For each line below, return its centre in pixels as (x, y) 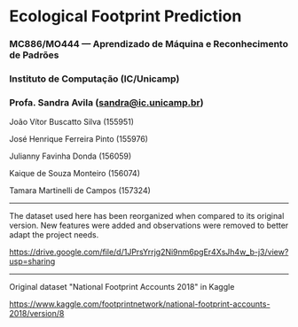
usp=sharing (32, 261)
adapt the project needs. (54, 235)
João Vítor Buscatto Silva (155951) (72, 122)
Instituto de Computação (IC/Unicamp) (94, 79)
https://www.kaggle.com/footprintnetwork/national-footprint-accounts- (140, 304)
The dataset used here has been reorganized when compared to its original (147, 216)
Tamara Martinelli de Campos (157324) (80, 191)
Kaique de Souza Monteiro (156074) (74, 174)
